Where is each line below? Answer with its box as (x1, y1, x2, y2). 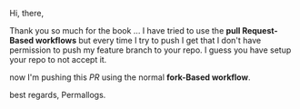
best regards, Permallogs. (9, 90, 106, 100)
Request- (242, 25, 278, 35)
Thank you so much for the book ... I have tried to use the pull (9, 25, 241, 35)
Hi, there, (9, 8, 45, 18)
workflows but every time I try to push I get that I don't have (35, 35, 262, 45)
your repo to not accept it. (9, 54, 107, 64)
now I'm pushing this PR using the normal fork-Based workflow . (9, 72, 251, 83)
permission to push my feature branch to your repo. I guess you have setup (9, 45, 292, 55)
